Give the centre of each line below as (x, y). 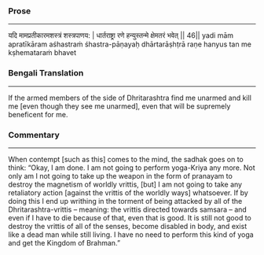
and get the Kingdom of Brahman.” (64, 242)
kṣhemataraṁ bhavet (42, 53)
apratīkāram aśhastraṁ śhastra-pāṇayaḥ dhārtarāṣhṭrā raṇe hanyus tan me (130, 44)
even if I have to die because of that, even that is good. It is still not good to (130, 217)
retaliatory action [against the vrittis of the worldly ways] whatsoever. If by (128, 192)
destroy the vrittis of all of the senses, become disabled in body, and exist (128, 226)
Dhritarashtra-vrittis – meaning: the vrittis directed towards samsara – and (128, 209)
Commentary (34, 135)
